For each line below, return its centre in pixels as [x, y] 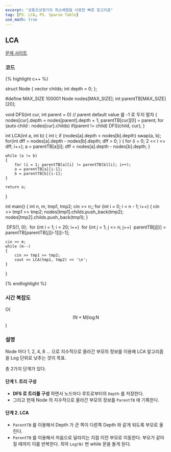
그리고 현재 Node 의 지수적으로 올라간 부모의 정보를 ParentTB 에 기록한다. [86, 400]
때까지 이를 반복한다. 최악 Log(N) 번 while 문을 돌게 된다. [75, 444]
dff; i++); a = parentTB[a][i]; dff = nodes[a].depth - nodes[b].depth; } [78, 146]
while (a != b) [21, 156]
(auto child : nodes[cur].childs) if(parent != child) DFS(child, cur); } [75, 126]
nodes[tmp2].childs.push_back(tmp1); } [47, 217]
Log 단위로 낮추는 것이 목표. [38, 358]
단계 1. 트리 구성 [21, 381]
